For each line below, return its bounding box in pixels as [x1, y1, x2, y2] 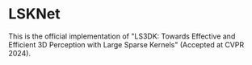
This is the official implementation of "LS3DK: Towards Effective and [8, 31, 236, 41]
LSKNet [8, 5, 61, 23]
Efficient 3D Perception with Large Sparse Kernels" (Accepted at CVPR [8, 39, 245, 49]
